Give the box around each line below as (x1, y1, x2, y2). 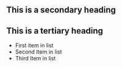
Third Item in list (15, 55, 56, 62)
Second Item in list (15, 48, 62, 55)
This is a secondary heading (6, 5, 116, 15)
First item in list (15, 42, 54, 49)
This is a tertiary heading (6, 26, 104, 36)
